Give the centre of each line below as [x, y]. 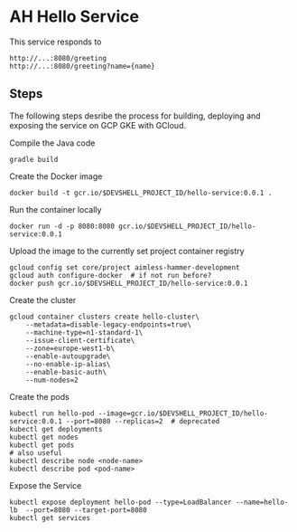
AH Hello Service [74, 17]
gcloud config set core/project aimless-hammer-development [125, 267]
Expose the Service [46, 485]
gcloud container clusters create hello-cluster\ [105, 317]
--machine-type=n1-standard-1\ [84, 332]
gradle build [34, 159]
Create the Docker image [56, 176]
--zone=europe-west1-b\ [70, 348]
